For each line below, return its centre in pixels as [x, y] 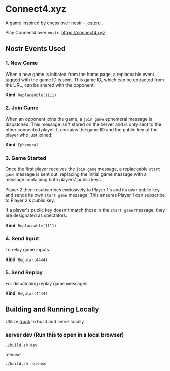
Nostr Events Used [36, 49]
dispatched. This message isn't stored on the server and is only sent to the [83, 124]
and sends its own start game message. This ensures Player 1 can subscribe [85, 195]
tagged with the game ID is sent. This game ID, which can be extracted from [85, 80]
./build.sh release [26, 364]
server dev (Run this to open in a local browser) [65, 335]
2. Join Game [22, 108]
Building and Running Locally [52, 309]
